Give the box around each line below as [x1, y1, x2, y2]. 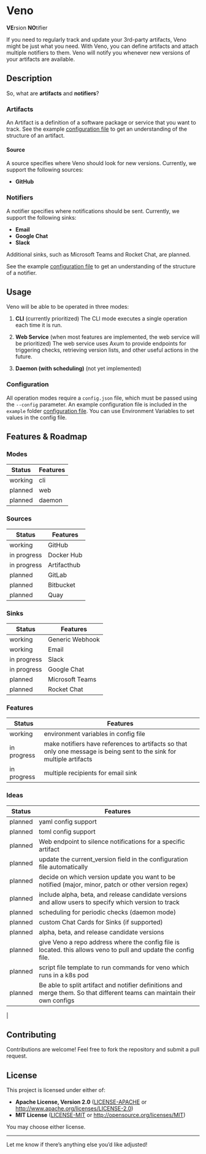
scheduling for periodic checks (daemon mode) [39, 908, 177, 916]
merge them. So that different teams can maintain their [39, 988, 196, 997]
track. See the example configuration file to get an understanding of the [6, 125, 188, 133]
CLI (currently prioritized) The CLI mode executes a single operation [15, 315, 188, 322]
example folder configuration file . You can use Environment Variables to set [6, 407, 194, 414]
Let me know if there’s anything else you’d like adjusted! [6, 1141, 148, 1148]
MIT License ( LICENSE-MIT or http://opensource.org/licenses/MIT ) [15, 1112, 186, 1119]
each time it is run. [15, 322, 63, 329]
